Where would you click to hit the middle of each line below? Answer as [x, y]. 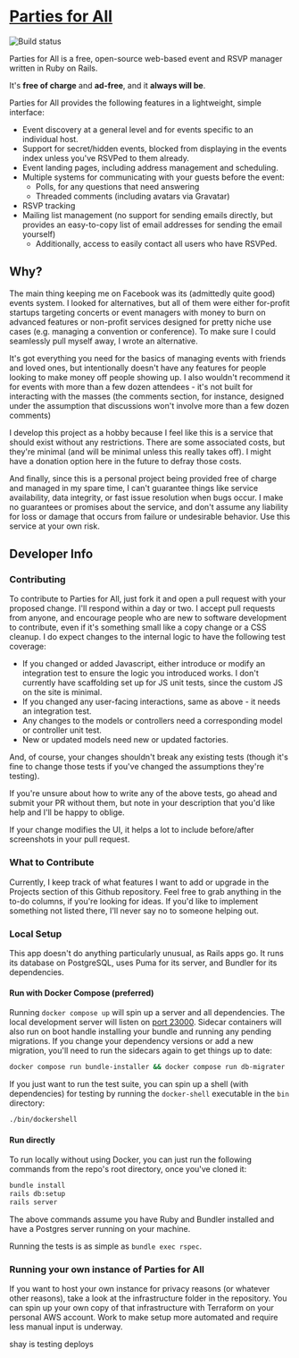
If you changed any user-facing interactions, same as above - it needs [151, 702]
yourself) [39, 233]
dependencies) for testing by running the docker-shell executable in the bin [149, 1094]
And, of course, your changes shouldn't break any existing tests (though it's [149, 757]
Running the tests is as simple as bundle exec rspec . [106, 1246]
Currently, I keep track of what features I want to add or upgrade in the [139, 882]
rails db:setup [37, 1194]
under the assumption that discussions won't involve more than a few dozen [149, 405]
